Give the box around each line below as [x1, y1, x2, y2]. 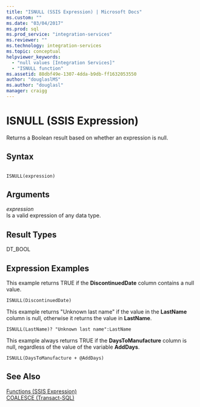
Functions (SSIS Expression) [6, 388, 77, 395]
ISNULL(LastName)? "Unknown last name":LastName [6, 326, 132, 332]
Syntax [6, 152, 34, 162]
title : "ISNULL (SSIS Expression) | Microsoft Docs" [6, 8, 142, 15]
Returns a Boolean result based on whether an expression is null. [6, 134, 168, 141]
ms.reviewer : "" [6, 37, 47, 43]
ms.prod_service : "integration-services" [6, 32, 113, 38]
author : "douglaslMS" [6, 76, 61, 82]
